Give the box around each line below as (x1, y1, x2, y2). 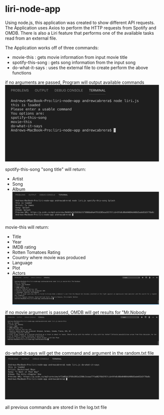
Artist (12, 176, 23, 182)
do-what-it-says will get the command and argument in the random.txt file (5, 350, 154, 356)
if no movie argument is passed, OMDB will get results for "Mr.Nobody (5, 309, 146, 315)
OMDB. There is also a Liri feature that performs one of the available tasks (5, 30, 154, 36)
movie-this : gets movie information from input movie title (12, 54, 128, 60)
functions (12, 70, 32, 75)
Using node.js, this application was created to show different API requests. (5, 20, 155, 25)
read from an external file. (5, 35, 58, 41)
